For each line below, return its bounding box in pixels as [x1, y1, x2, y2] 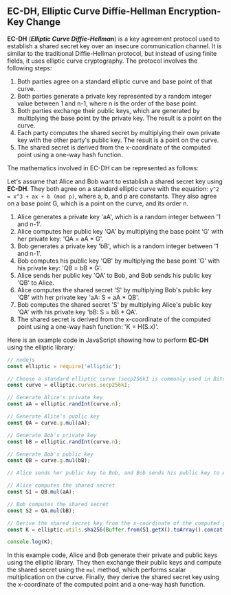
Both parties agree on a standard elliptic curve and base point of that [16, 77, 212, 85]
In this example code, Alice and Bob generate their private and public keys [7, 551, 218, 559]
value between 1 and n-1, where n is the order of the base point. [16, 99, 198, 108]
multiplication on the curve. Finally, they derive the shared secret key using [7, 573, 220, 581]
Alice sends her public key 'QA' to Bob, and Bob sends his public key [16, 271, 212, 279]
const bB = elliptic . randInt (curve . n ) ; [7, 438, 122, 445]
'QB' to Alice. [16, 279, 55, 287]
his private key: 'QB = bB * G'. [16, 263, 102, 272]
